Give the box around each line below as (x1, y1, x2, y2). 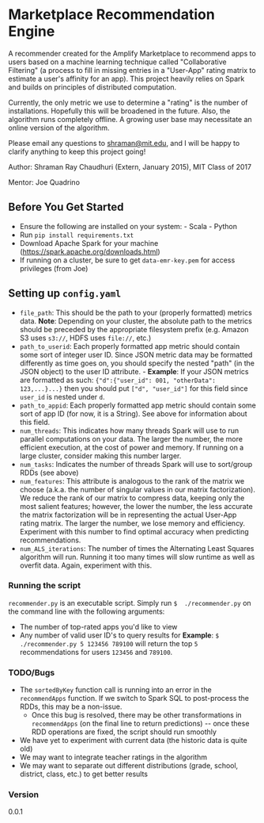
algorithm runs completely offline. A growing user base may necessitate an (8, 114, 253, 124)
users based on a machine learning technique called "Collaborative (8, 57, 227, 67)
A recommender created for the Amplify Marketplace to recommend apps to (8, 48, 257, 58)
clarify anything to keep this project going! (8, 147, 146, 156)
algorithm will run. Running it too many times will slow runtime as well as (19, 552, 255, 561)
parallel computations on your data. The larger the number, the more (19, 434, 243, 443)
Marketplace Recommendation (8, 6, 215, 24)
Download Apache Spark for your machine (19, 238, 159, 247)
